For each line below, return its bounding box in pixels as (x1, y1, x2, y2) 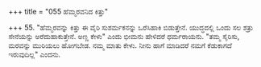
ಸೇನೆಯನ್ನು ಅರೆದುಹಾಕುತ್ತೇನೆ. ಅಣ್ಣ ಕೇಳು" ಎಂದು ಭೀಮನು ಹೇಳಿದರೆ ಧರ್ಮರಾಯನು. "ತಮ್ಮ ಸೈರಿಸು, (8, 32, 240, 41)
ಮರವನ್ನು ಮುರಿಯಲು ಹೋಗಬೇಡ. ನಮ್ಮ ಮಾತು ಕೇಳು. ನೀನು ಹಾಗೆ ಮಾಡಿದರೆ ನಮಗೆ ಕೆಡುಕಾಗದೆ (8, 41, 232, 50)
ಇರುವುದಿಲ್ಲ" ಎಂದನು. (8, 49, 61, 59)
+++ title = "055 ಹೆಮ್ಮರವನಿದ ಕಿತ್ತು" (8, 7, 109, 16)
